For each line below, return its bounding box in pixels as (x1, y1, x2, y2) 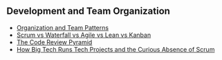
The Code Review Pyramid (16, 37, 93, 46)
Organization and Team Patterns (16, 23, 109, 31)
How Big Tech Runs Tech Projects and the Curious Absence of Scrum (16, 45, 215, 53)
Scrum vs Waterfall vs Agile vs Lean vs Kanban (16, 31, 151, 39)
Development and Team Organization (6, 5, 171, 17)
